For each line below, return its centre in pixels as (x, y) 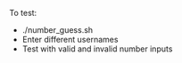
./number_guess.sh (58, 30)
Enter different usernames (70, 39)
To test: (23, 13)
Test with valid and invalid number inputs (97, 49)
